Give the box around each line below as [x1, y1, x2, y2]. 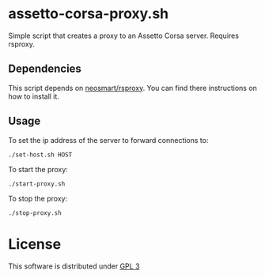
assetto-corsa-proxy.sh [8, 5, 169, 23]
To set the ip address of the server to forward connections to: [8, 135, 209, 145]
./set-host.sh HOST [8, 151, 73, 159]
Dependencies [8, 62, 81, 76]
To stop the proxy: [8, 193, 68, 203]
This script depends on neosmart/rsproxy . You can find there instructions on [8, 83, 257, 92]
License [8, 235, 62, 253]
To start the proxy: [8, 164, 69, 174]
